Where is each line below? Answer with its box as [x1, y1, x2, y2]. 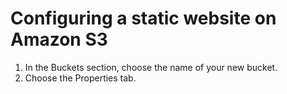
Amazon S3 [10, 28, 108, 51]
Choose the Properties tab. [24, 72, 137, 84]
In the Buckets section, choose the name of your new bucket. [24, 61, 278, 73]
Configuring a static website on [10, 7, 277, 30]
